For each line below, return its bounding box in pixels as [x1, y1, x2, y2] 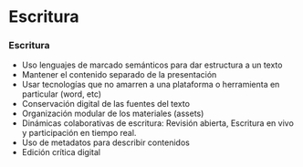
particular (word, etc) [21, 89, 102, 99]
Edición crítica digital [21, 147, 101, 158]
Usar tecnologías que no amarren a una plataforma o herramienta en [21, 79, 280, 90]
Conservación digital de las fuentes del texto [21, 99, 191, 110]
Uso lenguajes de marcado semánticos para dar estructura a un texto [21, 59, 283, 70]
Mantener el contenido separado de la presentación [21, 69, 217, 80]
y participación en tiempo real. [21, 128, 137, 139]
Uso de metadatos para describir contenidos [21, 137, 191, 148]
